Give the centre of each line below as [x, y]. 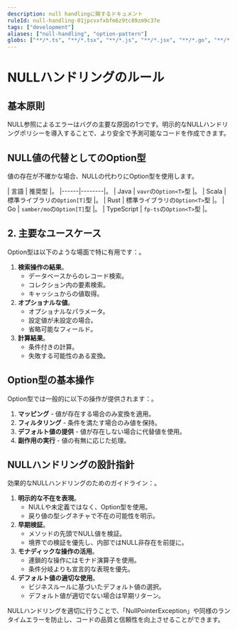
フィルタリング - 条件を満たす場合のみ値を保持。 [89, 422]
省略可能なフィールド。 [62, 329]
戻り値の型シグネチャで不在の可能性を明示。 [94, 516]
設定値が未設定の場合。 [62, 320]
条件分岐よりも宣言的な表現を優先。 [81, 569]
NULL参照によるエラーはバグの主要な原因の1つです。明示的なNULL [105, 124]
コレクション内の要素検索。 [69, 284]
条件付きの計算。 [53, 347]
